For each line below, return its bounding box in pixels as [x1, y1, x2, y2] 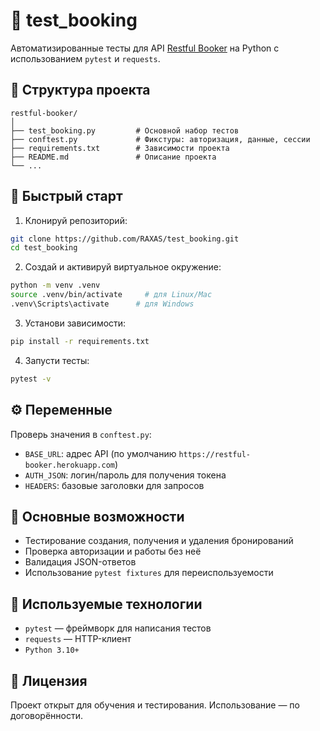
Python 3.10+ [24, 645, 80, 656]
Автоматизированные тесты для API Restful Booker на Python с [10, 42, 280, 54]
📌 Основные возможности [10, 508, 185, 525]
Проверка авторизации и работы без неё [24, 545, 202, 558]
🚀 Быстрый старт [10, 188, 123, 205]
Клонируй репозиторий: [24, 214, 128, 226]
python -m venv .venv [10, 280, 101, 291]
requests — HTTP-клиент [24, 633, 132, 645]
